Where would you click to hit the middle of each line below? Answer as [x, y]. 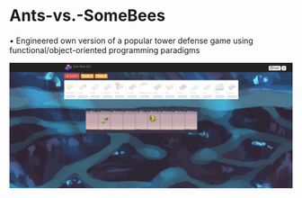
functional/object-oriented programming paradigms [105, 49]
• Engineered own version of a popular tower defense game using [131, 40]
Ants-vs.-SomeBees [88, 16]
